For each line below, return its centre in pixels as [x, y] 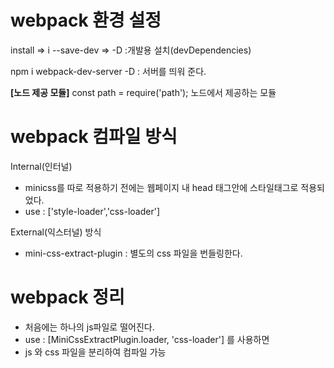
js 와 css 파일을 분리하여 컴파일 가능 [95, 352]
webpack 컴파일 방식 [94, 137]
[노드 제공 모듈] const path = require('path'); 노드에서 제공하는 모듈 [143, 92]
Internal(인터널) [41, 166]
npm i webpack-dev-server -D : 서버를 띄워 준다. [108, 71]
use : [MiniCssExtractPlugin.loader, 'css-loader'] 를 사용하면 [147, 339]
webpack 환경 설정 [86, 20]
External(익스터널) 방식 [56, 232]
